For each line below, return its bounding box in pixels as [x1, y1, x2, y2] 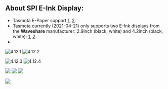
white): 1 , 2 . [12, 33, 37, 39]
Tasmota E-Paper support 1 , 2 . [12, 17, 76, 23]
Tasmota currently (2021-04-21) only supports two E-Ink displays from [12, 23, 160, 29]
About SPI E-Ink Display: [5, 4, 84, 13]
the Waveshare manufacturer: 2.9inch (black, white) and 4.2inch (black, [12, 28, 163, 34]
